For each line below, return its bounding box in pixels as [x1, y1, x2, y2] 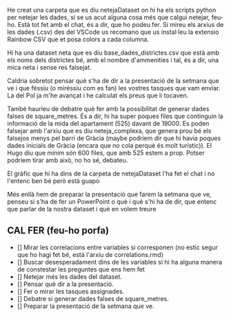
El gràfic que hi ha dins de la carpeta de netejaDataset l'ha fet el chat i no [7, 169, 215, 177]
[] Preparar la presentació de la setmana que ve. [17, 302, 154, 310]
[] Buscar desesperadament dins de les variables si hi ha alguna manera [17, 258, 223, 266]
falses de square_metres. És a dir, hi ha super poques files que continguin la [7, 112, 223, 120]
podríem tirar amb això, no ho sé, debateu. [7, 156, 128, 164]
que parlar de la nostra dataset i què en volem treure [7, 205, 157, 213]
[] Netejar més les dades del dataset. [17, 272, 123, 280]
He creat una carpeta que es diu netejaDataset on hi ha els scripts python [7, 6, 217, 14]
